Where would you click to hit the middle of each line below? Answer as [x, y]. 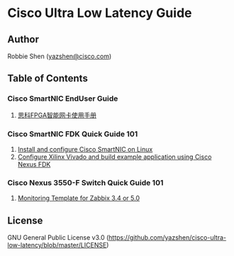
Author [23, 39]
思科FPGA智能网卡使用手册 [57, 115]
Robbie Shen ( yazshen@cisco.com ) [60, 56]
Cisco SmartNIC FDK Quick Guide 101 [73, 134]
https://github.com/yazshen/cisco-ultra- [168, 238]
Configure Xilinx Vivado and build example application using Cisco [115, 157]
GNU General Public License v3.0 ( [58, 238]
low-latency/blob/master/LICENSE [57, 245]
